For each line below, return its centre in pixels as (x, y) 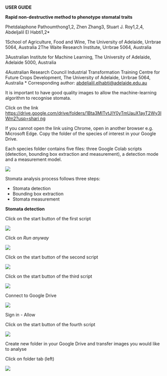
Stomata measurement (36, 199)
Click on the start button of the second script (52, 257)
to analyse (16, 349)
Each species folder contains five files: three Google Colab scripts (74, 149)
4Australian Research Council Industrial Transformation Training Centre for (82, 72)
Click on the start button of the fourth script (50, 324)
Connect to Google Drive (31, 295)
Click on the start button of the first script (48, 218)
